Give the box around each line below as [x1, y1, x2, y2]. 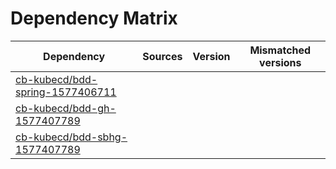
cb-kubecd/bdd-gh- [15, 101, 117, 115]
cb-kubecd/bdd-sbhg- [15, 130, 128, 144]
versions [259, 55, 302, 69]
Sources [142, 49, 183, 63]
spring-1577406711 [15, 85, 117, 99]
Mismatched [249, 43, 312, 57]
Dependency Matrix [10, 7, 178, 30]
